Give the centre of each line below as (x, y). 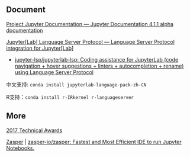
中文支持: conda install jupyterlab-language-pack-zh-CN (76, 84)
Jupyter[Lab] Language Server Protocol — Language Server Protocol (90, 41)
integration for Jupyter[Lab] (40, 48)
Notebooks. (20, 148)
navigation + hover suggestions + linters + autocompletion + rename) (99, 66)
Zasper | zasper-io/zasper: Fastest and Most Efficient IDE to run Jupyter (94, 142)
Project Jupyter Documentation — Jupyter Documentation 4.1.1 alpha (90, 24)
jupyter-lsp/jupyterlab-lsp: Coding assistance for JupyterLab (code (96, 59)
